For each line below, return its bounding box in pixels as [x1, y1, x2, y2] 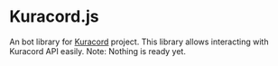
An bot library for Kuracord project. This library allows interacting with [9, 36, 269, 47]
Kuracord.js [9, 6, 99, 27]
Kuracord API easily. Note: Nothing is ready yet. [9, 45, 187, 56]
